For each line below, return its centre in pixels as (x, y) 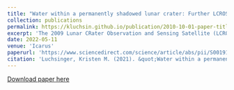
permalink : (23, 27)
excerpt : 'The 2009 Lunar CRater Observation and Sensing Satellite (109, 33)
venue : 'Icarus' (31, 46)
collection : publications (45, 20)
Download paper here (38, 79)
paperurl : (22, 53)
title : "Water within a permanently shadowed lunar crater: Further (109, 14)
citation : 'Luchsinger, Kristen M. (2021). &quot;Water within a (104, 59)
